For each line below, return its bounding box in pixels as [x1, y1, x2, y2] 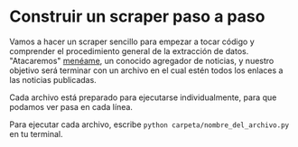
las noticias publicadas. [9, 74, 97, 85]
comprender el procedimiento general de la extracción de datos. [9, 45, 249, 56]
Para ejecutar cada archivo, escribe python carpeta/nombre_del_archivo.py [9, 119, 290, 130]
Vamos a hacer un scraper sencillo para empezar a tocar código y [9, 36, 255, 47]
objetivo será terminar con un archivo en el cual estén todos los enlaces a [9, 65, 284, 76]
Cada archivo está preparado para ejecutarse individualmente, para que [9, 92, 277, 103]
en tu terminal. [9, 128, 63, 139]
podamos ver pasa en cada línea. [9, 101, 134, 112]
